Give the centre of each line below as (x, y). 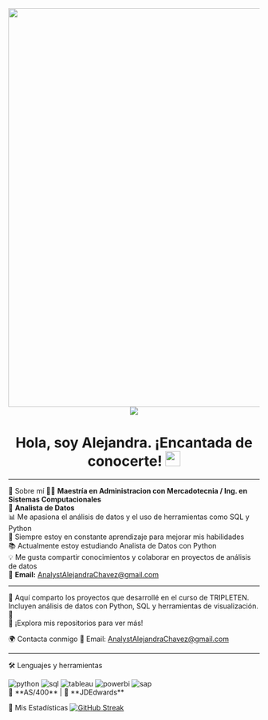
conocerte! (125, 461)
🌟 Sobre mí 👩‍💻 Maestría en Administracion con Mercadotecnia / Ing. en (128, 490)
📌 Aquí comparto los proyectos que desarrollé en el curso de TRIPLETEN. (129, 597)
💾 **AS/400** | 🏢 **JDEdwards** (67, 692)
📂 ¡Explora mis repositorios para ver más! (76, 623)
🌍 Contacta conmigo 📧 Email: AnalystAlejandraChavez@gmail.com (119, 639)
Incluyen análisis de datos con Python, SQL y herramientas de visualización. (134, 606)
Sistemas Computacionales (55, 499)
